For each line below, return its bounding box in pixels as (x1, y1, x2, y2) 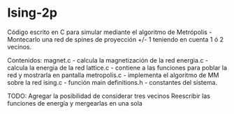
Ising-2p (7, 5, 58, 21)
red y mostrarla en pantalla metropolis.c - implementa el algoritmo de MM (7, 71, 219, 79)
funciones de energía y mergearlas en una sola (7, 99, 143, 107)
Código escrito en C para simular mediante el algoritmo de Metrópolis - (7, 28, 212, 36)
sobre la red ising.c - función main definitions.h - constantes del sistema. (7, 78, 218, 86)
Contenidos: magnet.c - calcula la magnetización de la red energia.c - (7, 56, 208, 64)
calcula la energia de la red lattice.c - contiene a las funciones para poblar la (7, 63, 228, 72)
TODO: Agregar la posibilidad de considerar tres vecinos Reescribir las (7, 92, 211, 100)
